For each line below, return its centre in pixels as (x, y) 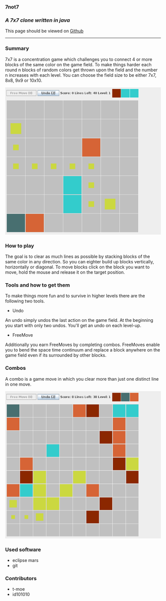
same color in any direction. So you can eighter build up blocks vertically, (80, 261)
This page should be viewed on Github (44, 31)
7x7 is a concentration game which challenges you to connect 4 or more (79, 59)
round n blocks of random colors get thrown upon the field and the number (82, 70)
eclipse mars (25, 560)
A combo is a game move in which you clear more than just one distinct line (82, 379)
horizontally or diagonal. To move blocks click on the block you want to (77, 267)
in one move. (18, 384)
